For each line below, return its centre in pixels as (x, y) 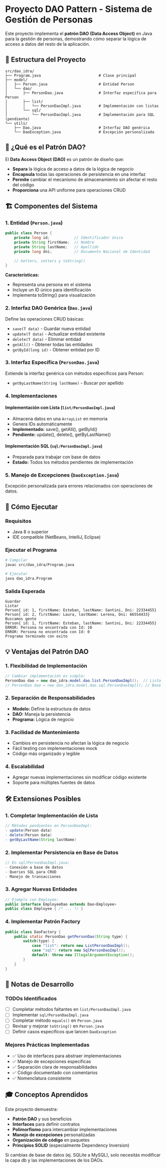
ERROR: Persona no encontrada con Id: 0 (48, 632)
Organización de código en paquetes (51, 1140)
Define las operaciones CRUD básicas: (45, 319)
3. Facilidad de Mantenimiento (42, 732)
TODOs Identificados (31, 999)
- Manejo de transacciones (33, 876)
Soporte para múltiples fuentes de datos (54, 783)
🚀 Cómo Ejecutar (32, 507)
